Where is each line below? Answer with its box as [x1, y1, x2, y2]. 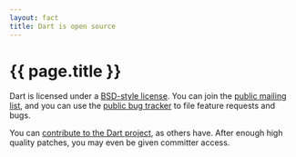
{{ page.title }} [9, 61, 122, 82]
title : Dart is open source [9, 22, 117, 31]
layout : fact [9, 13, 59, 23]
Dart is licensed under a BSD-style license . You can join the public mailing [9, 91, 287, 102]
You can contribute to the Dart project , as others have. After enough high [9, 128, 283, 139]
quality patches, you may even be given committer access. [9, 137, 230, 148]
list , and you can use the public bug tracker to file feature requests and [9, 101, 276, 112]
